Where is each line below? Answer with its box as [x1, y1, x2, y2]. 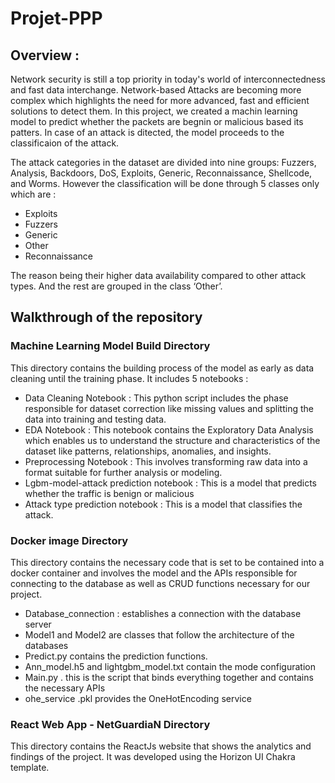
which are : [10, 188, 57, 200]
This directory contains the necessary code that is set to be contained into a [10, 556, 325, 568]
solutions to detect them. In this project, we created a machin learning [10, 105, 298, 117]
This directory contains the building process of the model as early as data [10, 362, 315, 374]
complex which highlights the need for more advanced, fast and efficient [10, 95, 310, 106]
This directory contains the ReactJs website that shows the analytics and [10, 740, 312, 752]
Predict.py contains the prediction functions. [24, 650, 208, 662]
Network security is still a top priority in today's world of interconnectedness [10, 73, 327, 85]
